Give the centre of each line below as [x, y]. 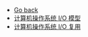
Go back [26, 10]
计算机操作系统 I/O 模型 [47, 18]
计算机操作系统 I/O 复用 [47, 26]
